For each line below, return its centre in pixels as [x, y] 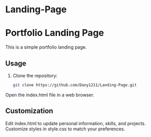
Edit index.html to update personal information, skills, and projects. [75, 123]
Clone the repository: [35, 75]
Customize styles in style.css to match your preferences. [65, 129]
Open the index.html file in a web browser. [50, 95]
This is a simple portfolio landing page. [46, 47]
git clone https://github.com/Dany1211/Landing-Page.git [75, 85]
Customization [29, 111]
